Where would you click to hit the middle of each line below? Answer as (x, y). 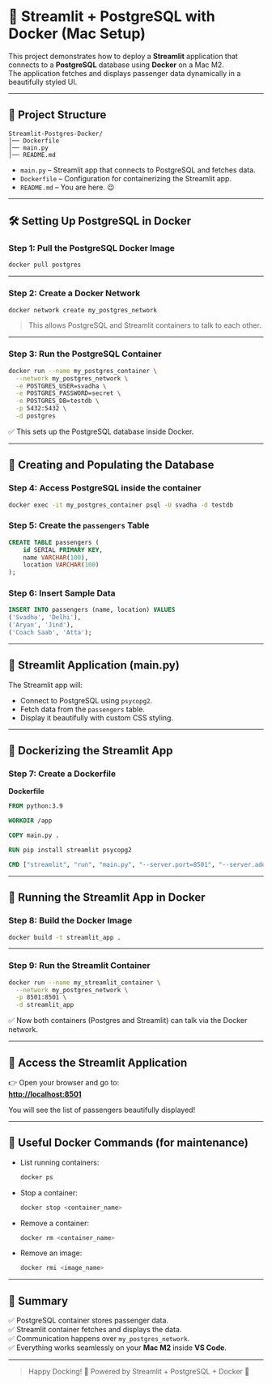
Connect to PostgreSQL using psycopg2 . (86, 700)
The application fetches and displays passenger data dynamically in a (125, 73)
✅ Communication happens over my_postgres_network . (99, 1339)
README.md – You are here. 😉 (67, 187)
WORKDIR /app (30, 821)
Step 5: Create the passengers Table (79, 525)
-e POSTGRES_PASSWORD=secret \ (68, 393)
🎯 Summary (38, 1301)
